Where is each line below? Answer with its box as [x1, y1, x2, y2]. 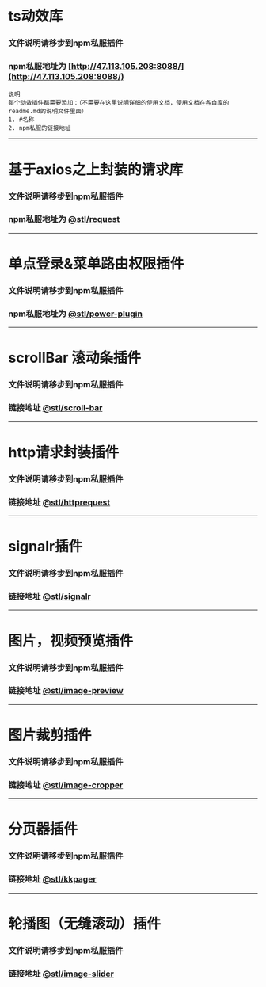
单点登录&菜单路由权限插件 [8, 255, 184, 272]
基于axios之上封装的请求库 [8, 160, 184, 178]
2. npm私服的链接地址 [8, 124, 71, 132]
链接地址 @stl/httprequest [8, 497, 111, 508]
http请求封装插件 [8, 443, 120, 461]
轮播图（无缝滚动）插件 [8, 914, 161, 932]
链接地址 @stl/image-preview [8, 685, 124, 696]
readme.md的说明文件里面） [8, 108, 88, 116]
